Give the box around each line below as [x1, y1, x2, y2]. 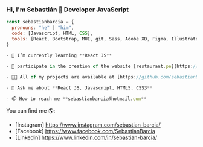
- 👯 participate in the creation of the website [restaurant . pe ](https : [6, 63, 193, 69]
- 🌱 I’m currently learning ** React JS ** [6, 52, 112, 58]
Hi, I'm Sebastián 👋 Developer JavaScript [6, 5, 129, 14]
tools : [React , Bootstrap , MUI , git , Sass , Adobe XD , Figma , [11, 36, 169, 42]
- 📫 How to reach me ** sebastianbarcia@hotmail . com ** [6, 96, 147, 102]
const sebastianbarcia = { [6, 19, 74, 25]
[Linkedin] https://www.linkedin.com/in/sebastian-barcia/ [14, 134, 158, 141]
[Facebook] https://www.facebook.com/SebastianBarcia [14, 128, 156, 135]
